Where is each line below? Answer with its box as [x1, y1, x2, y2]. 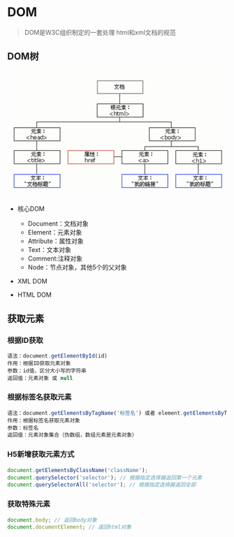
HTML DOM [17, 290, 52, 299]
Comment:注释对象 [27, 254, 82, 263]
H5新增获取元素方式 [7, 450, 75, 459]
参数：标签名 [7, 424, 39, 432]
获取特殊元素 [7, 499, 51, 509]
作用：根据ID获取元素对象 [7, 360, 71, 367]
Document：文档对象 [27, 219, 89, 228]
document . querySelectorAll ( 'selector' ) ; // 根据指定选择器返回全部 [7, 481, 196, 489]
